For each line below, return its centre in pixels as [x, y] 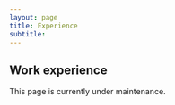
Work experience [58, 70]
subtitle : [28, 34]
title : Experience [44, 26]
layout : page [34, 17]
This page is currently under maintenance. [87, 92]
